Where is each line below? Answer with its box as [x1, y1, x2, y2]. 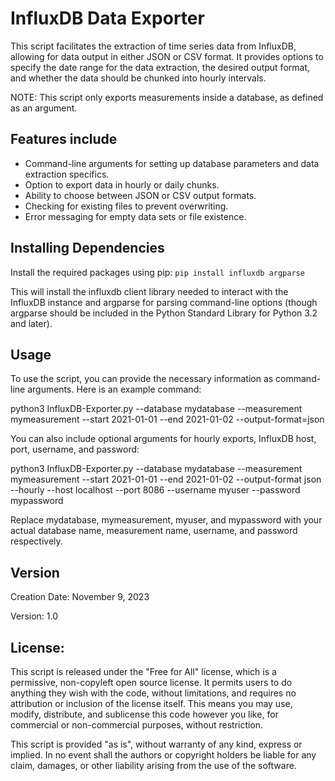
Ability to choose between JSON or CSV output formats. [24, 189, 257, 201]
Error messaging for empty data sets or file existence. [24, 210, 247, 222]
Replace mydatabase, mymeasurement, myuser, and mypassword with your [10, 514, 323, 526]
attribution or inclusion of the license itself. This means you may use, [10, 698, 293, 709]
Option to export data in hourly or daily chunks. [24, 178, 220, 191]
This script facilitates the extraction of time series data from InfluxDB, [10, 40, 297, 52]
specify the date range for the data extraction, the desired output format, [10, 61, 311, 73]
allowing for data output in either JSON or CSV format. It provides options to [10, 50, 324, 62]
